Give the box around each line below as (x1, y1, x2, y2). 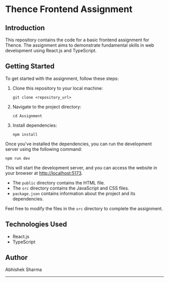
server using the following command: (5, 146, 82, 152)
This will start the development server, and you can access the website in (5, 164, 157, 170)
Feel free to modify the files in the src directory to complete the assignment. (5, 205, 163, 212)
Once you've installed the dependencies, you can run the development (5, 141, 152, 147)
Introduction (5, 24, 45, 32)
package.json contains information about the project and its (12, 190, 136, 197)
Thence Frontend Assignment (5, 4, 133, 15)
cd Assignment (12, 113, 42, 119)
